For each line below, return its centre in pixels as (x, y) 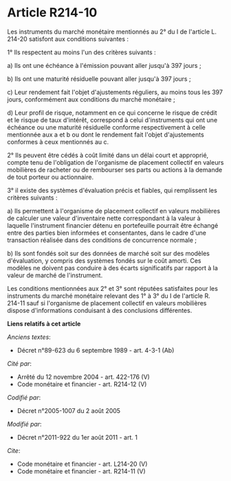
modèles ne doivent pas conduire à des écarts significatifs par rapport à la (113, 268)
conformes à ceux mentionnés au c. (58, 141)
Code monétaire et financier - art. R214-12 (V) (82, 384)
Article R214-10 (52, 13)
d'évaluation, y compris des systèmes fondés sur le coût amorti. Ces (104, 260)
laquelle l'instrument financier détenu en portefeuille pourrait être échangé (113, 225)
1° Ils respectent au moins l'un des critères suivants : (81, 52)
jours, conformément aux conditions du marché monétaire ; (91, 99)
